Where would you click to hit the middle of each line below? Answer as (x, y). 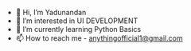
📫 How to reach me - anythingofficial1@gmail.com (99, 38)
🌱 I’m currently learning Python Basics (78, 29)
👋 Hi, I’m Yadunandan (51, 12)
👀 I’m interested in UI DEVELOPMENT (77, 21)
